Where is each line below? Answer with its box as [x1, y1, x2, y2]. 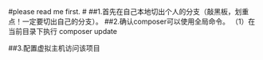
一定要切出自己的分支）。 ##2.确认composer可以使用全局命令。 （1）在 [22, 17, 256, 26]
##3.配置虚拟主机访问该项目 [8, 43, 101, 53]
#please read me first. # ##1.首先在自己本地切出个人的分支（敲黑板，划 [8, 7, 242, 16]
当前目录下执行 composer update [8, 27, 118, 36]
